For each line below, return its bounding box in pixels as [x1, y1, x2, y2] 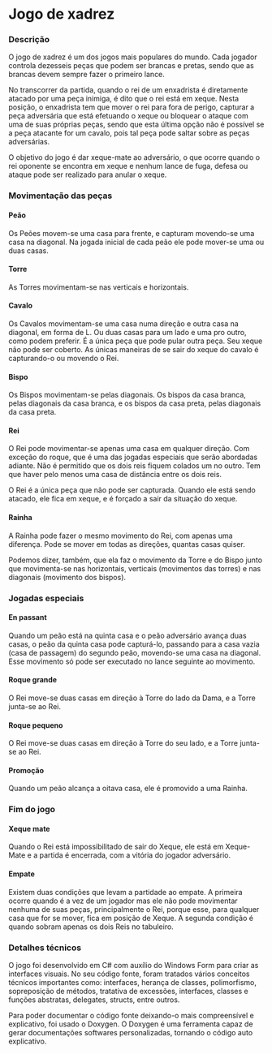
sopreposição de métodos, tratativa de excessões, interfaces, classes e [8, 986, 249, 996]
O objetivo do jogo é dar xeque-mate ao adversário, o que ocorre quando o [8, 153, 261, 162]
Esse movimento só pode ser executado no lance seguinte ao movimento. [8, 656, 256, 666]
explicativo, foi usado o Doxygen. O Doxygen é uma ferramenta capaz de [8, 1019, 253, 1029]
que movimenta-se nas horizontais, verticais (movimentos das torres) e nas [8, 563, 261, 573]
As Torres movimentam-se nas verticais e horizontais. [8, 282, 189, 292]
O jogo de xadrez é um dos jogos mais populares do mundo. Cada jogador [8, 52, 257, 62]
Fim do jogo [8, 804, 55, 815]
